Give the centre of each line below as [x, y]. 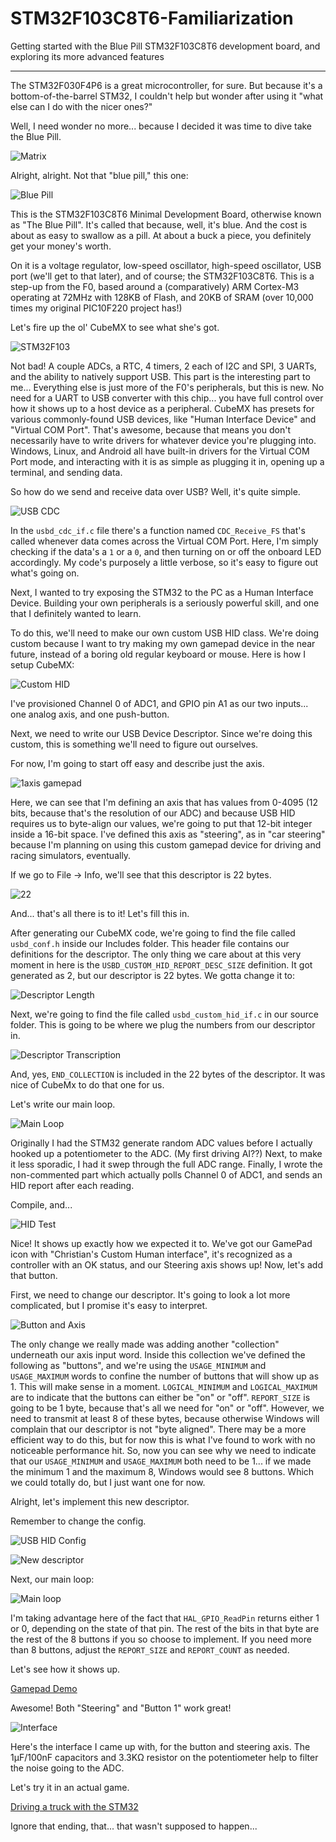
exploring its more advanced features [87, 56]
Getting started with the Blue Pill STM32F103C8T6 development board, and [165, 46]
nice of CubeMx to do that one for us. [87, 1084]
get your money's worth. [61, 246]
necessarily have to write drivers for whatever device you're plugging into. [163, 440]
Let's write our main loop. [63, 1104]
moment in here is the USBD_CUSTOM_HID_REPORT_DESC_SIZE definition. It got [161, 964]
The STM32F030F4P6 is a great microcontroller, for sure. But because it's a [166, 85]
